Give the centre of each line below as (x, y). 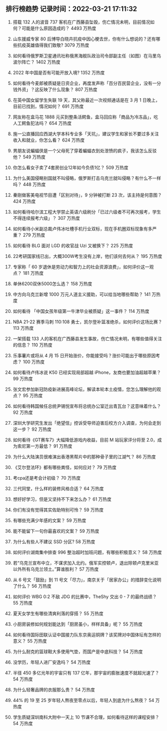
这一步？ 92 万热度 (32, 429)
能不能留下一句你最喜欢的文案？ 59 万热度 (56, 531)
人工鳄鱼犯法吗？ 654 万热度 (42, 123)
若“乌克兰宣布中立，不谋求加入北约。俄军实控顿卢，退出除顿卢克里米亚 (85, 563)
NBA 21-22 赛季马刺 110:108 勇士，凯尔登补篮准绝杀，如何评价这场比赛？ (87, 322)
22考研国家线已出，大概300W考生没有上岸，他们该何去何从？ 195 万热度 (87, 256)
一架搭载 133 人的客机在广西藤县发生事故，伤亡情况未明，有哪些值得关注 (87, 338)
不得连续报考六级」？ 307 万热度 (46, 218)
